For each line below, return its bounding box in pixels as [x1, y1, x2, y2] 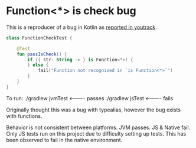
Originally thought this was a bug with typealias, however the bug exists [6, 106, 181, 113]
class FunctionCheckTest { [6, 35, 73, 41]
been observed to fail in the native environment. [6, 136, 123, 143]
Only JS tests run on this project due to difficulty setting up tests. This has [6, 130, 187, 137]
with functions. [6, 112, 43, 119]
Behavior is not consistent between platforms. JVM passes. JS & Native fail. [6, 124, 191, 131]
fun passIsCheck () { [17, 51, 67, 57]
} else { [27, 62, 49, 68]
